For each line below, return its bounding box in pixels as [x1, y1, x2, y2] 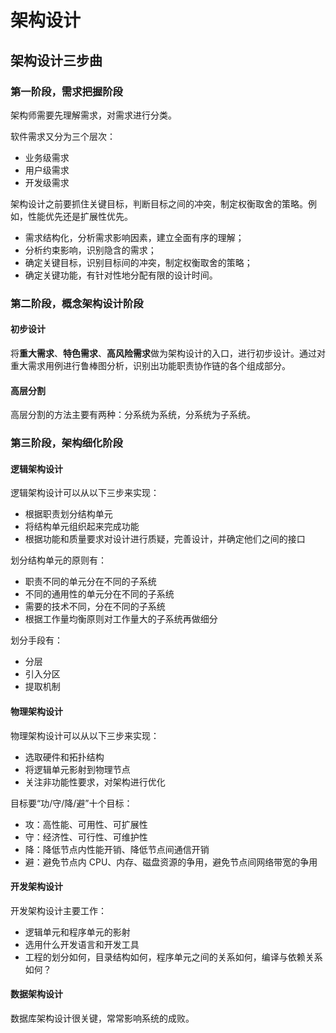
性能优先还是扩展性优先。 [27, 210, 133, 222]
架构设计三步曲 [10, 52, 103, 69]
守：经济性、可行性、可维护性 [24, 831, 148, 843]
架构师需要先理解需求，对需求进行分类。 [10, 109, 177, 121]
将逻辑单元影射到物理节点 [24, 763, 131, 775]
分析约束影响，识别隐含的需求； [24, 244, 157, 256]
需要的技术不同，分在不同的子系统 [24, 601, 166, 613]
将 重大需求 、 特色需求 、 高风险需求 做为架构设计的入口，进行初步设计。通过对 [10, 347, 326, 359]
